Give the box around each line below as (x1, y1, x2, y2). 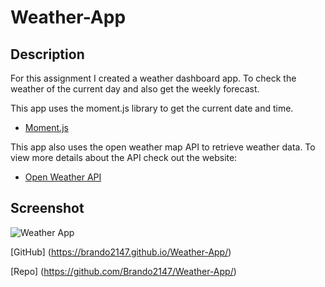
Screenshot (10, 200, 85, 217)
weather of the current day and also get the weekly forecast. (10, 83, 260, 95)
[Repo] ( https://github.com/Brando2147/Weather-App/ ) (10, 265, 237, 277)
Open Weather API (24, 171, 102, 183)
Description (10, 46, 85, 63)
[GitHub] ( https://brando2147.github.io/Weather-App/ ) (10, 246, 232, 258)
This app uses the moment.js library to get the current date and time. (10, 102, 294, 114)
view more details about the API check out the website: (10, 152, 238, 163)
